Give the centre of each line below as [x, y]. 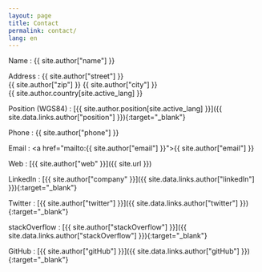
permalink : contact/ [43, 30]
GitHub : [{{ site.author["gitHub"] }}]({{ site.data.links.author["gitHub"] [124, 251]
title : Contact [34, 23]
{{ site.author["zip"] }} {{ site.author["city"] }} [83, 85]
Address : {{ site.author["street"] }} [66, 76]
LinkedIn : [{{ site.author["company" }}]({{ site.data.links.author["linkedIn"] [131, 179]
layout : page [30, 16]
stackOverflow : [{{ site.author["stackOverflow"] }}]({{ [97, 227]
